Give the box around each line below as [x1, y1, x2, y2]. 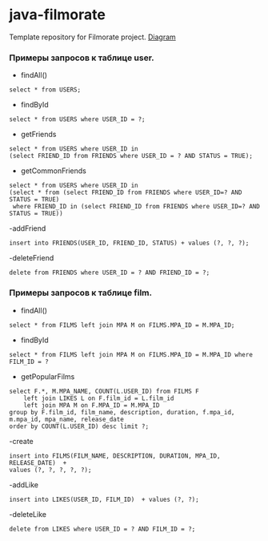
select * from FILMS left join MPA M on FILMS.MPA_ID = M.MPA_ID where [9, 350, 253, 358]
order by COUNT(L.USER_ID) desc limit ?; [9, 422, 150, 430]
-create [9, 436, 34, 446]
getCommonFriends [20, 166, 86, 176]
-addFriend [9, 224, 46, 233]
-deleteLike [9, 509, 47, 519]
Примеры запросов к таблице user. [9, 52, 154, 63]
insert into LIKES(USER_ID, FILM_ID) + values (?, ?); [9, 495, 199, 503]
